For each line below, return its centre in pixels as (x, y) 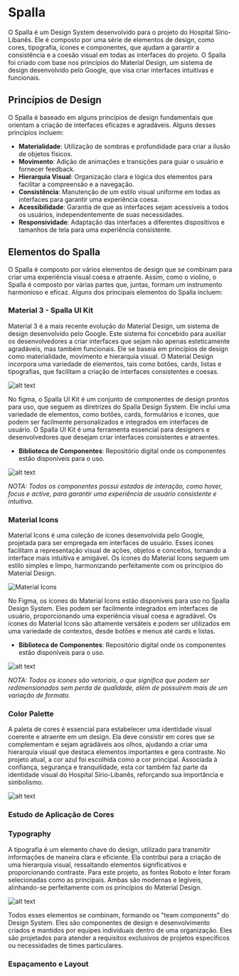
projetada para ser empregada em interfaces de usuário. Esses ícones (111, 543)
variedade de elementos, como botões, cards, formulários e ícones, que (113, 414)
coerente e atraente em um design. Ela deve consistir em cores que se (111, 737)
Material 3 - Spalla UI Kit (51, 310)
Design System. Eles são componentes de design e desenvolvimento (109, 922)
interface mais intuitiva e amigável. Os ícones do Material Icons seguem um (119, 558)
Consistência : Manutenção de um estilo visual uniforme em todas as (119, 192)
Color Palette (31, 714)
